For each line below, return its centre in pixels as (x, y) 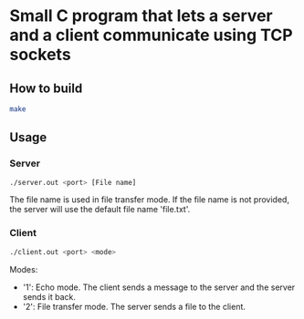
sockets (40, 55)
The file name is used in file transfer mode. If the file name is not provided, (150, 200)
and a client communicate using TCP (152, 35)
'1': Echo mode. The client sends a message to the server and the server (159, 287)
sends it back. (49, 296)
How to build (46, 88)
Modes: (24, 269)
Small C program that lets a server (141, 16)
